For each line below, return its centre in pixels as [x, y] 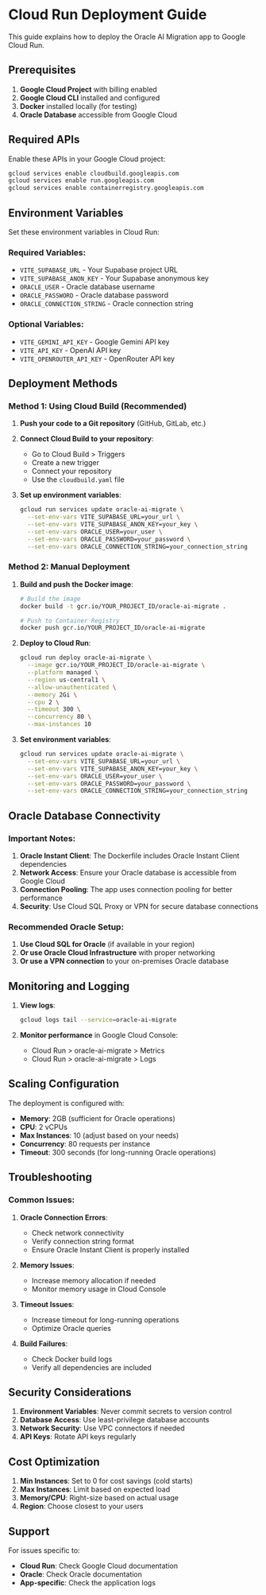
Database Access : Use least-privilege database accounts [114, 1420]
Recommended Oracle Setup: [66, 926]
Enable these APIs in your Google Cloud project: [87, 159]
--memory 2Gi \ [52, 695]
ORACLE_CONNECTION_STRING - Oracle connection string [106, 304]
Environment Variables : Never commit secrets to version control [126, 1411]
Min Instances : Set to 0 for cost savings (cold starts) [106, 1481]
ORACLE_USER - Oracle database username [87, 287]
